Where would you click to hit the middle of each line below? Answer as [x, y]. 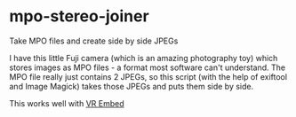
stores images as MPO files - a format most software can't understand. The [148, 67]
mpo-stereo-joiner [79, 16]
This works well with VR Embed [67, 103]
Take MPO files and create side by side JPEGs [94, 41]
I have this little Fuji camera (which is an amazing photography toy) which [144, 58]
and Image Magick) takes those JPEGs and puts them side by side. [132, 86]
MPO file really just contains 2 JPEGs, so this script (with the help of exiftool [148, 76]
